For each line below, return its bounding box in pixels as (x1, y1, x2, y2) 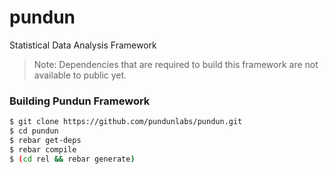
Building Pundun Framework (9, 94, 151, 108)
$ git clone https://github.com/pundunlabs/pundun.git (9, 117, 243, 127)
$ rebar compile (9, 144, 77, 155)
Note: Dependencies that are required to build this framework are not (33, 58, 319, 70)
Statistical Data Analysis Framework (9, 39, 157, 51)
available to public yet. (33, 69, 127, 81)
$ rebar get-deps (9, 135, 82, 145)
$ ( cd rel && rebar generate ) (9, 154, 136, 164)
